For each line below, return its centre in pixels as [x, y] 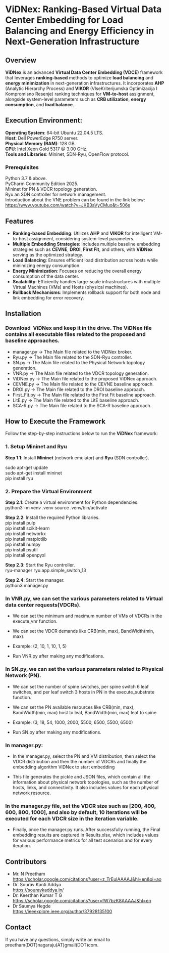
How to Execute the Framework [55, 421]
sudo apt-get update [26, 467]
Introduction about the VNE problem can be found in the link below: [75, 200]
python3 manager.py [27, 586]
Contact [18, 927]
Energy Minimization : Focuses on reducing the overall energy [77, 271]
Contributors [26, 862]
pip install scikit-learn [27, 528]
